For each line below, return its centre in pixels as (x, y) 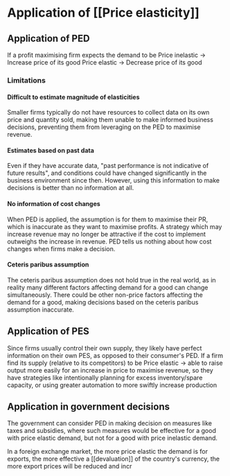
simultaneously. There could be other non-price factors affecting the (105, 295)
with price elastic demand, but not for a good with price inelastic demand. (113, 438)
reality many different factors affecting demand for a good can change (108, 287)
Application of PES (48, 331)
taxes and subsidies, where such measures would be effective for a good (112, 431)
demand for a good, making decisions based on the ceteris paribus (103, 302)
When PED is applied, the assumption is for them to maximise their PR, (108, 219)
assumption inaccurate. (41, 309)
